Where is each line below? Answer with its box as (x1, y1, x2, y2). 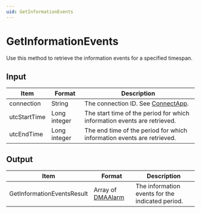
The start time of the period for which (84, 109, 190, 117)
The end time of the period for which (84, 126, 187, 135)
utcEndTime (9, 130, 44, 138)
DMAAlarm (93, 193, 124, 202)
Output (6, 154, 33, 165)
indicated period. (135, 197, 184, 205)
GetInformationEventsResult (9, 190, 88, 198)
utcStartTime (9, 113, 46, 121)
